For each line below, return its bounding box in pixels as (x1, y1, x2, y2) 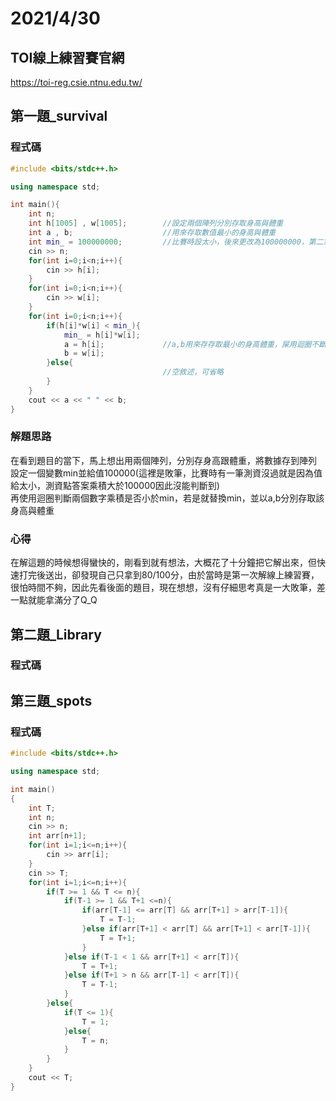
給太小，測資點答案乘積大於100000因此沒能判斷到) (10, 479, 220, 491)
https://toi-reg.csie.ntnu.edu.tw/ (10, 77, 143, 88)
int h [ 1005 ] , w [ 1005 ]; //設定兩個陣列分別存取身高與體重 (28, 218, 284, 229)
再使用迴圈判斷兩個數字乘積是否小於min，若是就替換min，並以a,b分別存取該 (10, 492, 325, 504)
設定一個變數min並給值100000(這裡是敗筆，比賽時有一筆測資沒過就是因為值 (10, 467, 323, 479)
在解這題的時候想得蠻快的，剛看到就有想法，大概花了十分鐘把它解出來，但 (10, 557, 317, 569)
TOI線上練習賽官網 (10, 49, 125, 66)
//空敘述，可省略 (162, 367, 224, 377)
